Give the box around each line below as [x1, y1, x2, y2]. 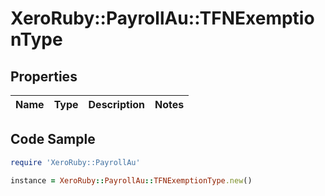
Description [88, 98, 145, 111]
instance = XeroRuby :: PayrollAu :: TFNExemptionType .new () [10, 175, 253, 186]
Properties [10, 68, 78, 85]
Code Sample [10, 131, 96, 148]
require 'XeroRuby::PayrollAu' [10, 157, 141, 167]
